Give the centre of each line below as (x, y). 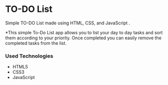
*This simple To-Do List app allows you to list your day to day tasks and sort (84, 32)
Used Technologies (29, 56)
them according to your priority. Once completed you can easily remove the (83, 38)
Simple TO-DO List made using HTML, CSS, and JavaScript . (68, 23)
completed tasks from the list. (36, 43)
